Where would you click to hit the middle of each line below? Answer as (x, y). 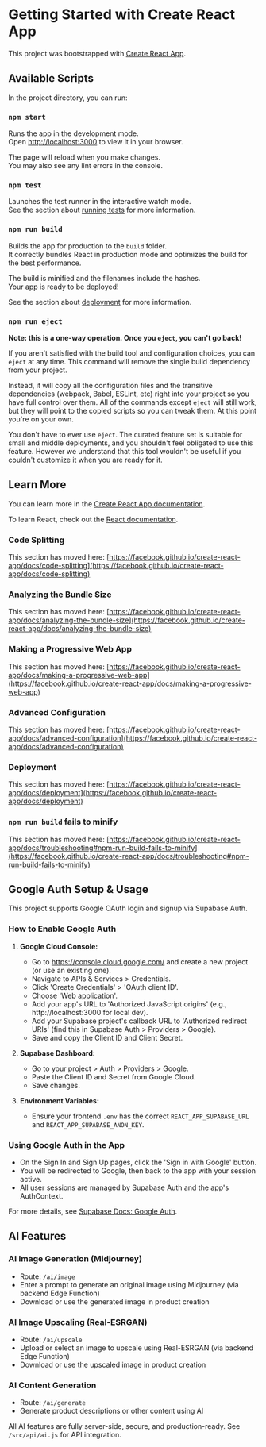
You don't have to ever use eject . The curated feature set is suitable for (125, 434)
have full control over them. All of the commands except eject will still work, (133, 402)
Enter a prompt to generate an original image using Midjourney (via (129, 1284)
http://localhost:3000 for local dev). (90, 1012)
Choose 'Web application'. (74, 995)
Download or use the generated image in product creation (114, 1301)
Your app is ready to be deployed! (64, 287)
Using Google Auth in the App (67, 1145)
